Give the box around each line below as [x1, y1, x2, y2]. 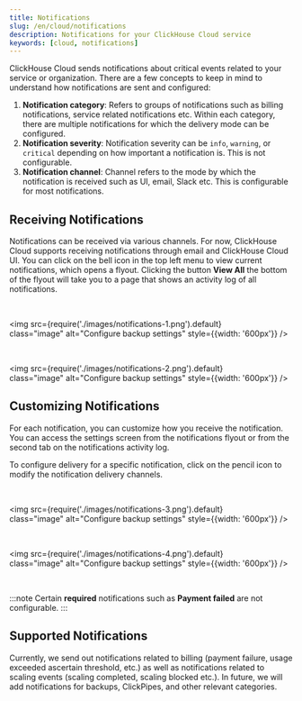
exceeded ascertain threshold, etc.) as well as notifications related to [9, 661, 265, 672]
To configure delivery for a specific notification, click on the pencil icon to [9, 459, 282, 469]
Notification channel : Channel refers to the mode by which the [22, 167, 256, 178]
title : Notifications [9, 13, 91, 23]
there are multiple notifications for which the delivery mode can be [22, 119, 270, 130]
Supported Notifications [9, 628, 148, 644]
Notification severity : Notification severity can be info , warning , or [22, 138, 271, 149]
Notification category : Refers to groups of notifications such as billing [22, 100, 284, 111]
